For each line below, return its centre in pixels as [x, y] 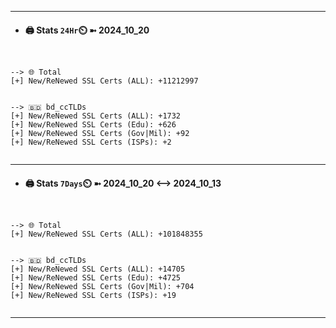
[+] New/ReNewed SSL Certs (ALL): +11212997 [104, 81]
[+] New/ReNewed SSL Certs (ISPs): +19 [93, 296]
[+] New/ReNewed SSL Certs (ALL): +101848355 [106, 234]
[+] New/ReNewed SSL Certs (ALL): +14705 [98, 269]
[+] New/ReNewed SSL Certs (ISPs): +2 [91, 142]
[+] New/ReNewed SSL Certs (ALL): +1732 [96, 116]
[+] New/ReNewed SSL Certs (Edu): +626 [93, 125]
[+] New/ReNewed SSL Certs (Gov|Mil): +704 [102, 287]
